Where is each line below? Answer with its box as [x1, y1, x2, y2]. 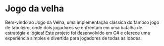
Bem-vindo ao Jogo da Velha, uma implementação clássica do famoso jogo [5, 19, 160, 25]
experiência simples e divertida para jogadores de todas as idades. [5, 35, 142, 41]
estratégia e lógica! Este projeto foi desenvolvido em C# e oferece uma [5, 30, 150, 36]
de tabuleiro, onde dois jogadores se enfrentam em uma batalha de [5, 24, 143, 30]
